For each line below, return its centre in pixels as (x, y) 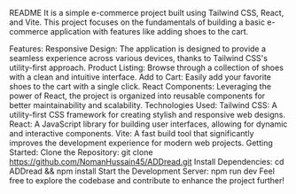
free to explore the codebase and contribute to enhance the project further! (147, 180)
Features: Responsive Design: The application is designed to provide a (138, 49)
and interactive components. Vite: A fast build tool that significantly (132, 133)
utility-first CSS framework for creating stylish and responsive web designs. (148, 115)
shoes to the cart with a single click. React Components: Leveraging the (140, 86)
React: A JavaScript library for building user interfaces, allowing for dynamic (148, 124)
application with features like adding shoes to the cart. (149, 31)
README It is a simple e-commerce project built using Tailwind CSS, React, (147, 13)
